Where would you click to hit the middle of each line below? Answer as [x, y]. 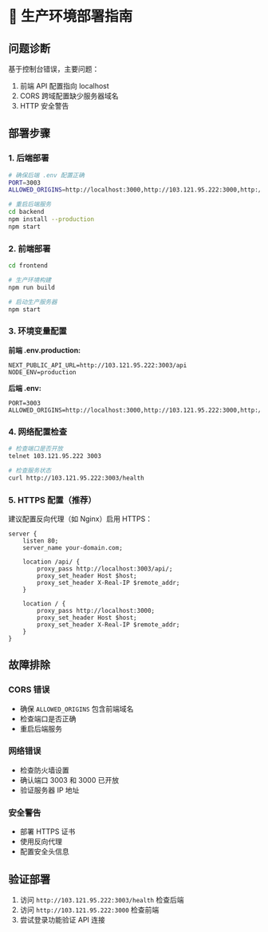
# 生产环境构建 [30, 280]
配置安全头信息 [44, 851]
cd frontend [28, 266]
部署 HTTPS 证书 [47, 831]
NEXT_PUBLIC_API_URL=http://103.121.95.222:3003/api [98, 365]
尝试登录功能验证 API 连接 [63, 919]
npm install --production [51, 219]
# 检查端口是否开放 [36, 449]
